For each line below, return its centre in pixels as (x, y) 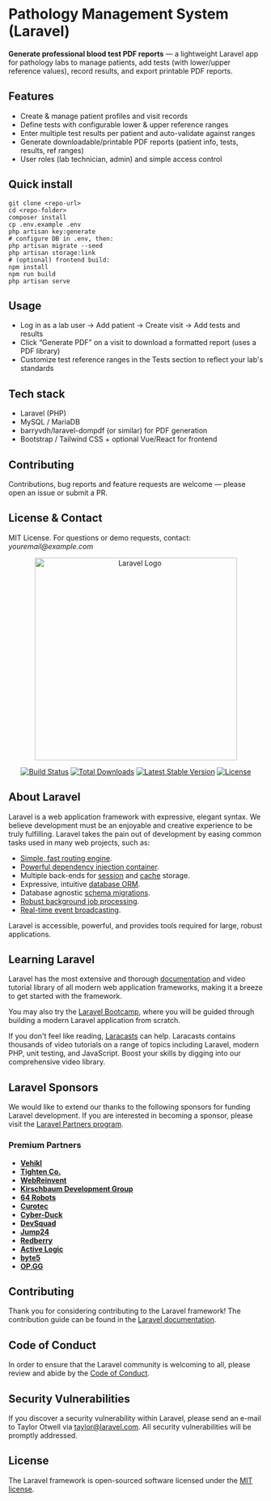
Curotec (34, 1206)
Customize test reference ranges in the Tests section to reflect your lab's (142, 360)
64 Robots (38, 1197)
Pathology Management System (119, 14)
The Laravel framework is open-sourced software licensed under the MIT (131, 1480)
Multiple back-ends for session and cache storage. (105, 875)
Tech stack (37, 394)
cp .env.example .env (45, 224)
